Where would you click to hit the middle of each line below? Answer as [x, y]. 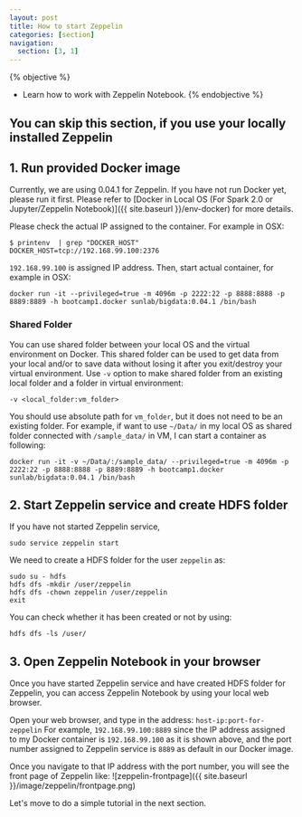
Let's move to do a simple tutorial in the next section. [108, 803]
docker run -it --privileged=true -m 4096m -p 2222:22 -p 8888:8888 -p [147, 294]
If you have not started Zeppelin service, [85, 527]
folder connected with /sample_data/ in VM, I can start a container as [138, 435]
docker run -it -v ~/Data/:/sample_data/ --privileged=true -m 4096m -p [149, 461]
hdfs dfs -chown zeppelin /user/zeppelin [89, 593]
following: [28, 445]
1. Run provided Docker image [95, 168]
